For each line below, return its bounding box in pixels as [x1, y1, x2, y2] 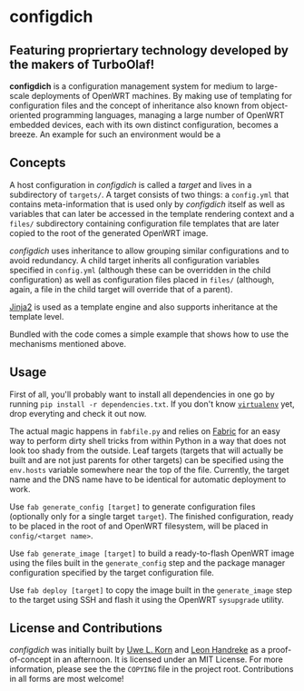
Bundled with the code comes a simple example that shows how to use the [9, 329, 289, 340]
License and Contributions [9, 620, 163, 637]
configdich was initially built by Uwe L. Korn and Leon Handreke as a [9, 645, 266, 656]
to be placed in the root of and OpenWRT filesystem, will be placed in [9, 520, 269, 531]
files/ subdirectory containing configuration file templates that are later [9, 218, 279, 229]
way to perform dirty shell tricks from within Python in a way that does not [9, 435, 287, 446]
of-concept [9, 654, 52, 665]
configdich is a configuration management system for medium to [9, 81, 254, 92]
